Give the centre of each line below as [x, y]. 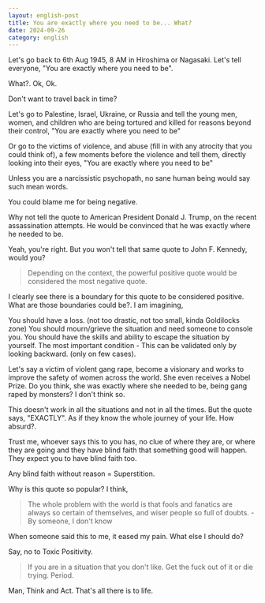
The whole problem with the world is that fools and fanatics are [130, 504]
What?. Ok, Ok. [33, 84]
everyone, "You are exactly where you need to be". [91, 69]
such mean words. [38, 187]
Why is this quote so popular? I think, [68, 489]
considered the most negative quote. [87, 282]
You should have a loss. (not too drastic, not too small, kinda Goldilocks [124, 320]
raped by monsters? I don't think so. [67, 395]
